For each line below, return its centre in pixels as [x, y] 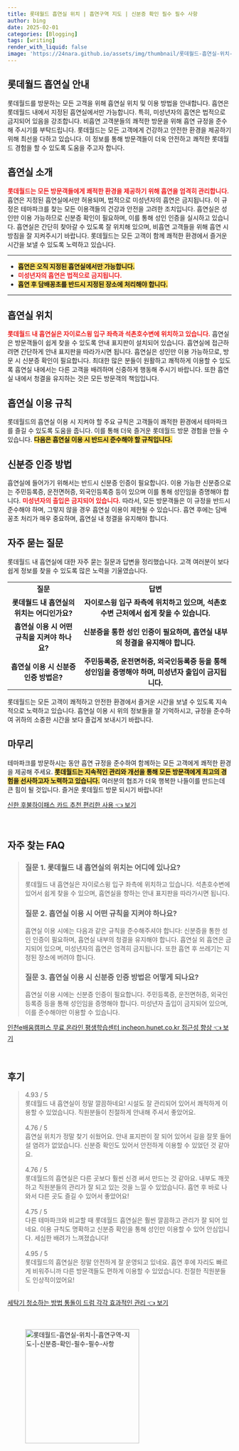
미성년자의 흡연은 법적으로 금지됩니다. [70, 275]
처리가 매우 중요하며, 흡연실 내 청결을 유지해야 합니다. [94, 518]
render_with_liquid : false [47, 47]
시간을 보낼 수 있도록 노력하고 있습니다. [62, 244]
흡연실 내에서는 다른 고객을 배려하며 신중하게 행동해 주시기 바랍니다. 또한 [115, 370]
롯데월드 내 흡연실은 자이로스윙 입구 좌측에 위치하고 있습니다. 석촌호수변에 [127, 884]
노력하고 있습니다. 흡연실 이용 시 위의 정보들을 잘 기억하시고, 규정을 [119, 710]
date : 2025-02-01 [33, 27]
